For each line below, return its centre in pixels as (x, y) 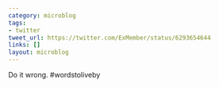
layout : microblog (38, 52)
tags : (17, 23)
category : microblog (42, 15)
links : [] (25, 45)
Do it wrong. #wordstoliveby (54, 75)
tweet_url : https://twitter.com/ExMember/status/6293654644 (110, 38)
